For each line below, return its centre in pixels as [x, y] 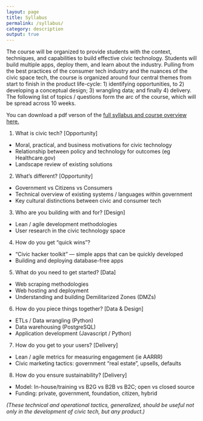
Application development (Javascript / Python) [73, 334]
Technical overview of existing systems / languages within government [104, 194]
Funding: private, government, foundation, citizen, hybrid [86, 393]
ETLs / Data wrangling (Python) [54, 321]
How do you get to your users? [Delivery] [66, 345]
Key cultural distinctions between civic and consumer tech [88, 201]
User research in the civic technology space [70, 231]
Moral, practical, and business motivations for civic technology [93, 145]
